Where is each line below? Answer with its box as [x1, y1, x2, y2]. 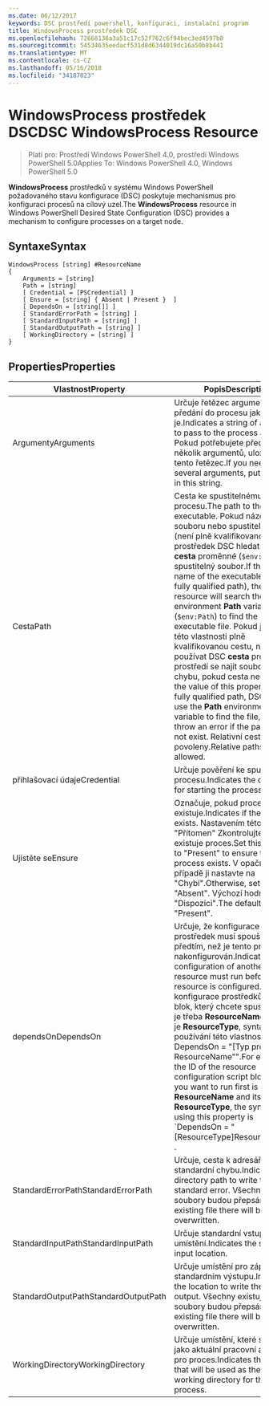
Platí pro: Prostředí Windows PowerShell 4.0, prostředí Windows [27, 149, 239, 159]
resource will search [174, 591, 251, 602]
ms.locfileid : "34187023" [8, 71, 94, 79]
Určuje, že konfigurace [174, 920, 260, 932]
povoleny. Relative [174, 742, 241, 753]
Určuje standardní [174, 1228, 242, 1239]
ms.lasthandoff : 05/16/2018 [8, 64, 102, 72]
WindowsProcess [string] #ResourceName [8, 261, 142, 269]
